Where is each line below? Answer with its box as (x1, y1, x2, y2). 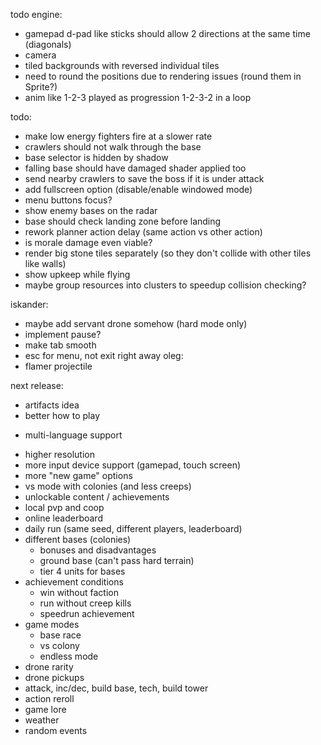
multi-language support (24, 429, 123, 441)
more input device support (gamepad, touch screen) (24, 459, 242, 471)
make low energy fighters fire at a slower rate (24, 130, 213, 142)
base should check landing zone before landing (24, 215, 222, 227)
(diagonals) (24, 39, 72, 50)
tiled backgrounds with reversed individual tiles (24, 60, 220, 71)
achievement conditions (24, 576, 124, 588)
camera (24, 49, 57, 61)
